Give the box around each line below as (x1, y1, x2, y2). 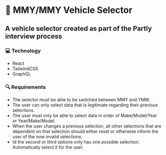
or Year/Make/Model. (12, 118, 56, 124)
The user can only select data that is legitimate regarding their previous (12, 102, 158, 108)
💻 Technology (5, 47, 41, 54)
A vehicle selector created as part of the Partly (5, 24, 152, 33)
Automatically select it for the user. (12, 144, 84, 151)
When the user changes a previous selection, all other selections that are (12, 123, 162, 129)
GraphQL (12, 71, 31, 77)
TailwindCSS (12, 66, 39, 72)
